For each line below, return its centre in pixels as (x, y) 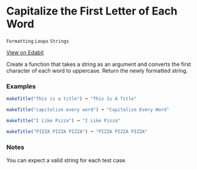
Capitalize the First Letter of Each (92, 11)
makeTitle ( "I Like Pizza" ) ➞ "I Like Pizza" (63, 120)
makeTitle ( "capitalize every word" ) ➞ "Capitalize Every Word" (88, 110)
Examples (21, 86)
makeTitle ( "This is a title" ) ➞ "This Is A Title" (72, 99)
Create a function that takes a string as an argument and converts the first (99, 64)
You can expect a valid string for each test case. (67, 160)
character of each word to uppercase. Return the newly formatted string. (97, 70)
